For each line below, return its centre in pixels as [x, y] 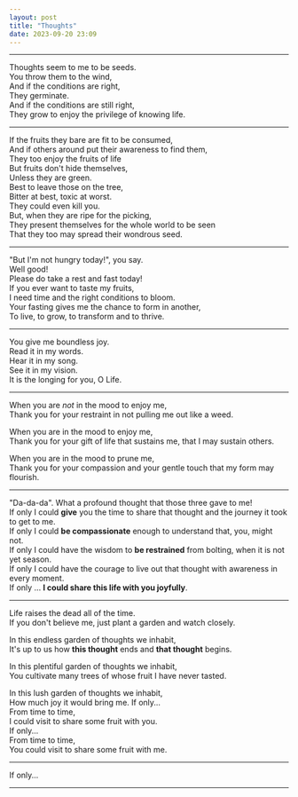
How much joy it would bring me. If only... [85, 703]
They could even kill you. [55, 206]
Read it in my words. [47, 351]
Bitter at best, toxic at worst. [61, 197]
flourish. [24, 477]
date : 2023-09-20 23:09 [53, 34]
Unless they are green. [51, 178]
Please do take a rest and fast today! [76, 279]
